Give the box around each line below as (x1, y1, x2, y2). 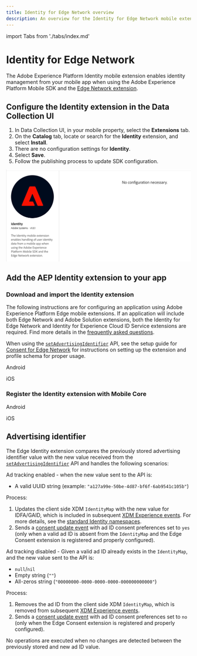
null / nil (14, 565, 35, 572)
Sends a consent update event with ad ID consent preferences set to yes (14, 524, 191, 531)
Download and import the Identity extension (6, 290, 134, 299)
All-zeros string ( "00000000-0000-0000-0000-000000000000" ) (14, 578, 157, 585)
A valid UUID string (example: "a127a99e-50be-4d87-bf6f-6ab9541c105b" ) (14, 482, 189, 489)
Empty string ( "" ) (14, 572, 56, 579)
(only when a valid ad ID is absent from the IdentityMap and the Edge (14, 530, 182, 537)
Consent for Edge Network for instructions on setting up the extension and (6, 346, 186, 353)
